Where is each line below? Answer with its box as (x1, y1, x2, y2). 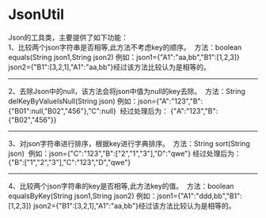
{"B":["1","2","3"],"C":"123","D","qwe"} (8, 157, 131, 167)
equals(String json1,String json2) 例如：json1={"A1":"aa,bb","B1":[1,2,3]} (8, 52, 240, 62)
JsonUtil (8, 6, 65, 24)
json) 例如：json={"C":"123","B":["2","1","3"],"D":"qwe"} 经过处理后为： (8, 148, 241, 158)
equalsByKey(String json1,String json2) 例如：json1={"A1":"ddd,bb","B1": (8, 191, 243, 201)
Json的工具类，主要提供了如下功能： (8, 32, 129, 42)
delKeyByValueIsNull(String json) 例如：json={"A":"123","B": (8, 96, 203, 106)
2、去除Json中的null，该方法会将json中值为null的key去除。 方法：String (8, 86, 245, 96)
